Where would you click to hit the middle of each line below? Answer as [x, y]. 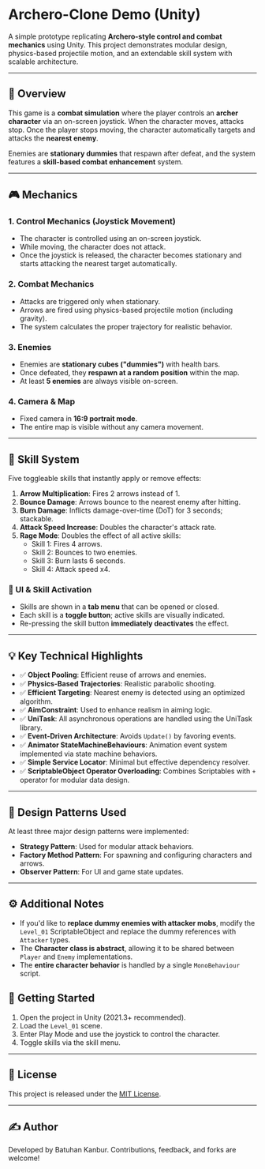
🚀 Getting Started [52, 998]
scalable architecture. [43, 62]
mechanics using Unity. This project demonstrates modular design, [118, 44]
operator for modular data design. [75, 780]
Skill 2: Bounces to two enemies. [84, 553]
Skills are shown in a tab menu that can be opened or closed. [119, 607]
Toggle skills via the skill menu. [70, 1042]
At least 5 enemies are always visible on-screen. [99, 382]
